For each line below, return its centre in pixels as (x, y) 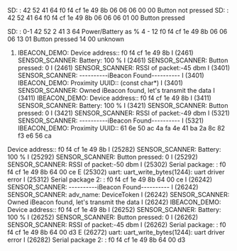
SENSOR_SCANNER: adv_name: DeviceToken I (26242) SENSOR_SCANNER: (118, 195)
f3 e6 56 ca (34, 135)
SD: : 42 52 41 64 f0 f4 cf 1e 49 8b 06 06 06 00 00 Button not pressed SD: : (118, 10)
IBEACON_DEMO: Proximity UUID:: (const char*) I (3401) (100, 83)
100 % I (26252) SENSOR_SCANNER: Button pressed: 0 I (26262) (103, 217)
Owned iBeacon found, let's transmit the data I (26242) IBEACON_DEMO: (114, 202)
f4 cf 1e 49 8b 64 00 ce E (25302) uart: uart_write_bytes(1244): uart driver (116, 172)
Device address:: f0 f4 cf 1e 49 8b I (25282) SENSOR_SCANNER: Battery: (114, 149)
